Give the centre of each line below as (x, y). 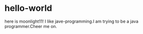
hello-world (29, 8)
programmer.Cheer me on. (31, 26)
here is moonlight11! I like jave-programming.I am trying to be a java (71, 21)
